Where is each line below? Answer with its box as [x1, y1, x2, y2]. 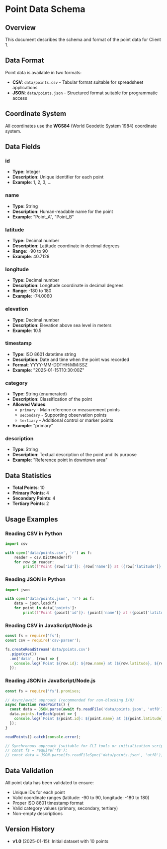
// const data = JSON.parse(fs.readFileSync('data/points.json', [5, 753, 143, 758]
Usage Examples [5, 515, 58, 523]
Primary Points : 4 [12, 490, 49, 496]
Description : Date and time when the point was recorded [12, 356, 130, 362]
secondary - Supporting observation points [19, 412, 107, 418]
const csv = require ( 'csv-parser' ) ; [5, 638, 81, 643]
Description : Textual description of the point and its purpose [12, 452, 137, 458]
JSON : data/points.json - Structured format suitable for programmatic [12, 90, 158, 96]
